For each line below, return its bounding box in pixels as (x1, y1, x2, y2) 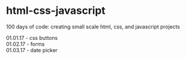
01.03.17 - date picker (6, 46, 58, 53)
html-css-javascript (6, 4, 106, 17)
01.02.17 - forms (6, 40, 45, 47)
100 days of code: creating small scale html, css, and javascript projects (6, 23, 180, 30)
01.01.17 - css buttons (6, 34, 58, 41)
